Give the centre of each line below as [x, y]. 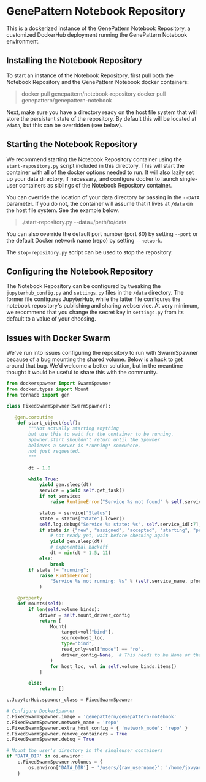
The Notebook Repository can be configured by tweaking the [84, 286]
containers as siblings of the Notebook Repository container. [96, 185]
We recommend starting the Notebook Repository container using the [94, 159]
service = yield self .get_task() [82, 491]
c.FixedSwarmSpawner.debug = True [51, 740]
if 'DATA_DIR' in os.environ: [45, 756]
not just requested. [55, 451]
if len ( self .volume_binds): [64, 609]
